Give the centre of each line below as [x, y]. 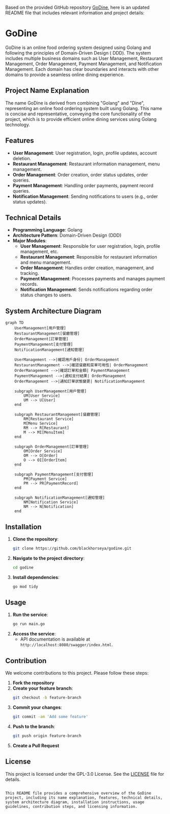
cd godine [23, 567]
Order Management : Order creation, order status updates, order [80, 174]
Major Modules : [30, 241]
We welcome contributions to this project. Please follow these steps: [77, 673]
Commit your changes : [37, 707]
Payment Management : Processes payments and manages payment [93, 279]
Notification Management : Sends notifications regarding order [86, 290]
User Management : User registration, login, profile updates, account [85, 153]
